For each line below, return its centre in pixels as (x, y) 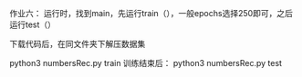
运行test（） (33, 24)
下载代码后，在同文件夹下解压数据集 (78, 44)
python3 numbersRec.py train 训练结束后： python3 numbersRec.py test (146, 63)
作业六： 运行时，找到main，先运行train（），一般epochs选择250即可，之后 (151, 13)
